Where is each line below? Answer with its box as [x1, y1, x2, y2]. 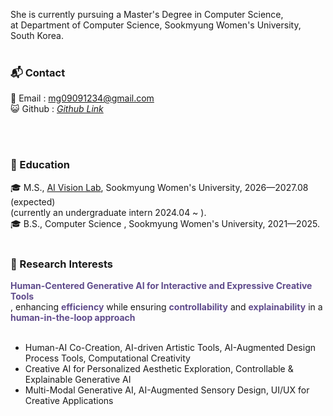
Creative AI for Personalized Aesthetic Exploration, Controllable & [24, 362, 294, 374]
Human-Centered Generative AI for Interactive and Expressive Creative [10, 279, 313, 291]
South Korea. [10, 30, 64, 41]
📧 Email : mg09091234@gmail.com [10, 92, 155, 104]
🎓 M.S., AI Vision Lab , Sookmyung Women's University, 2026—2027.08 [10, 181, 309, 193]
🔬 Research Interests [10, 257, 113, 271]
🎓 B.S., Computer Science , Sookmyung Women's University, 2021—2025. [10, 217, 320, 229]
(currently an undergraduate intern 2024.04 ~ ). [10, 206, 207, 218]
